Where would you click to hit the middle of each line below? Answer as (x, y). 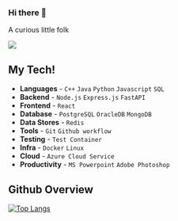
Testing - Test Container (61, 139)
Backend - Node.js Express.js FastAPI (83, 97)
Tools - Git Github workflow (65, 131)
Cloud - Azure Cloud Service (67, 156)
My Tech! (32, 69)
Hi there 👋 (28, 13)
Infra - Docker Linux (52, 148)
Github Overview (51, 189)
